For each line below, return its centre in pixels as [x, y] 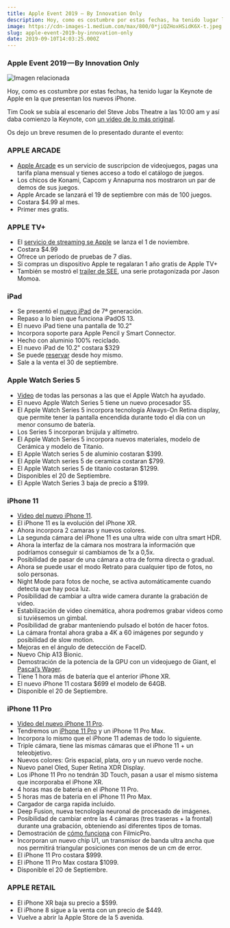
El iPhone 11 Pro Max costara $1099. [68, 863]
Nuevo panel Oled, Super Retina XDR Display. [81, 768]
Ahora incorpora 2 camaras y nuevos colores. [81, 530]
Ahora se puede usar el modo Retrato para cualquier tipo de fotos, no [115, 566]
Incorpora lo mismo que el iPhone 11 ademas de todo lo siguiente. [109, 738]
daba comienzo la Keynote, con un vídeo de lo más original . [91, 119]
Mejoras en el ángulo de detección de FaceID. [82, 647]
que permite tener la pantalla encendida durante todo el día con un [111, 417]
